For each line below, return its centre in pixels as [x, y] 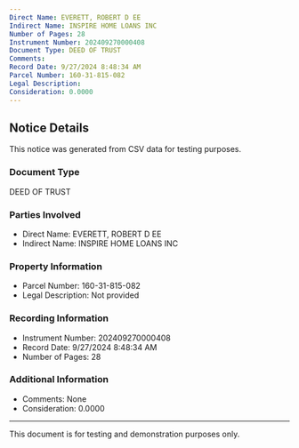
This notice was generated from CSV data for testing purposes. [125, 149]
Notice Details [49, 128]
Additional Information [59, 380]
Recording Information [59, 318]
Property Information [56, 266]
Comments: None [54, 399]
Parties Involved [45, 214]
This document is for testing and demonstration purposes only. [125, 434]
